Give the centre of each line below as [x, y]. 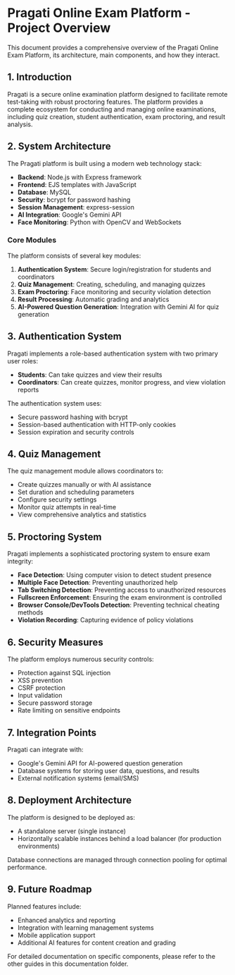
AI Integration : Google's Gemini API [69, 214]
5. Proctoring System [55, 537]
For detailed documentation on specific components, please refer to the [112, 956]
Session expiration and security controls [76, 432]
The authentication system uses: [55, 403]
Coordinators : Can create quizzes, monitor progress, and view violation [121, 382]
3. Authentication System [64, 337]
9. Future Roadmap [50, 889]
